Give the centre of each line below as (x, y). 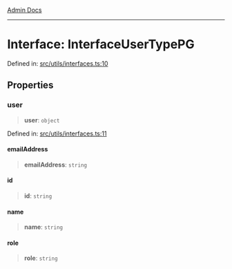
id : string (38, 196)
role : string (41, 258)
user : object (42, 120)
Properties (30, 85)
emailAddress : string (56, 165)
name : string (43, 227)
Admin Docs (25, 10)
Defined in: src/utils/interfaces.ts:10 (58, 63)
